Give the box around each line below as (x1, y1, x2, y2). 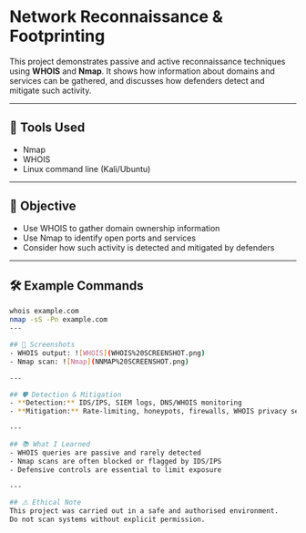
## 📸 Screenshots (9, 340, 76, 349)
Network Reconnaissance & (9, 6, 223, 27)
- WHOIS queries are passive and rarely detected (9, 448, 202, 457)
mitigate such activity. (9, 85, 92, 96)
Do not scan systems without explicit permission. (9, 515, 206, 525)
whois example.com (9, 307, 79, 316)
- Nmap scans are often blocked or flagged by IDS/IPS (9, 456, 222, 466)
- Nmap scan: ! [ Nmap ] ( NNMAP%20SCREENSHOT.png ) (9, 357, 189, 366)
